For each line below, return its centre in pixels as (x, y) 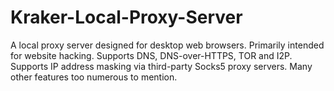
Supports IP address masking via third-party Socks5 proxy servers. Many (161, 66)
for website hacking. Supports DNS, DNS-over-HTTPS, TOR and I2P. (151, 55)
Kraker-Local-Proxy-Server (126, 17)
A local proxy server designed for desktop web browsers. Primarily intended (167, 45)
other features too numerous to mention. (94, 77)
